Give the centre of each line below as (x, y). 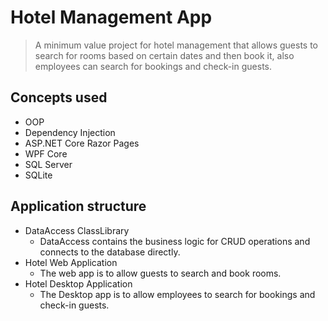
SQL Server (48, 164)
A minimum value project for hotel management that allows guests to (176, 45)
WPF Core (46, 153)
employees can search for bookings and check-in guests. (153, 66)
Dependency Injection (70, 132)
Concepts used (59, 97)
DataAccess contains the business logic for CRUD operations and (175, 241)
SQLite (38, 175)
